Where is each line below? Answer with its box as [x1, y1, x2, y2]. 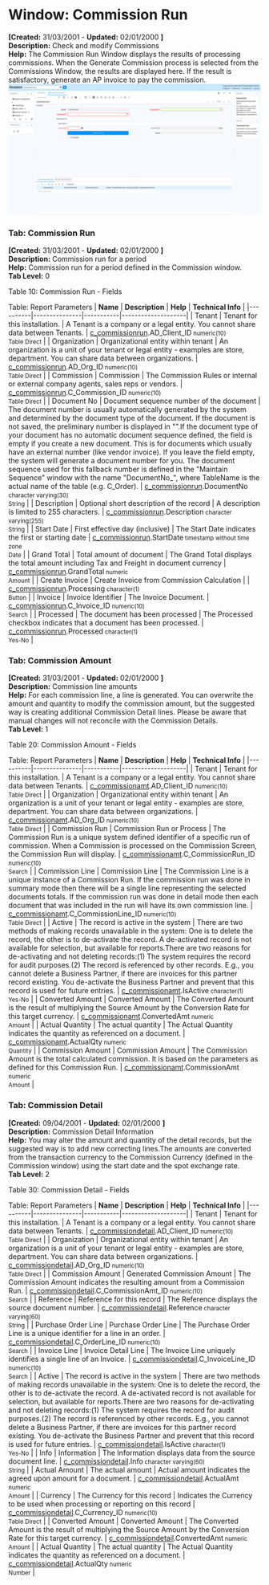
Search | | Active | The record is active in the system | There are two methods [8, 1371, 260, 1380]
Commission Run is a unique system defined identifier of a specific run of [8, 833, 251, 842]
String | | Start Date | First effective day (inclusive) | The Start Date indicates [8, 524, 256, 534]
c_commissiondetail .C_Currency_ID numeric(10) [8, 1507, 158, 1517]
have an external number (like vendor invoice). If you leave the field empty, [8, 447, 255, 457]
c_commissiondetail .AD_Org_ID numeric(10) [8, 1260, 146, 1269]
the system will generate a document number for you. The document [8, 456, 235, 466]
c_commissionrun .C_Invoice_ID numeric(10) [8, 601, 146, 611]
